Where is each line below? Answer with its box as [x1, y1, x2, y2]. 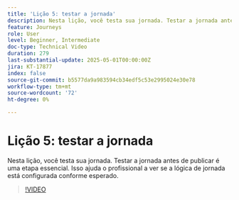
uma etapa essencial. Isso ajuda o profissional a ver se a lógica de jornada [7, 164, 225, 172]
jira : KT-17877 [7, 63, 53, 70]
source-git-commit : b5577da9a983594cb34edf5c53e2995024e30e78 [7, 76, 196, 84]
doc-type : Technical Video [7, 43, 87, 50]
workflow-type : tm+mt [7, 83, 72, 90]
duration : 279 [7, 50, 50, 57]
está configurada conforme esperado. [7, 171, 119, 179]
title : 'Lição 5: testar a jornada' [7, 10, 116, 18]
